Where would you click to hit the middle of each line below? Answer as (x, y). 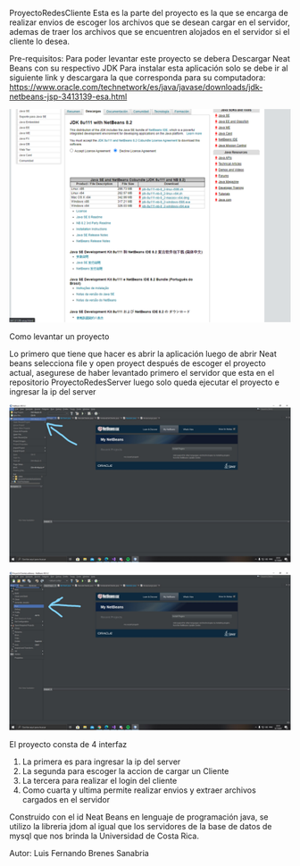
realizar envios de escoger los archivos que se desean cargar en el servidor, (150, 22)
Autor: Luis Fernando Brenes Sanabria (79, 853)
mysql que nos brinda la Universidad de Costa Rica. (104, 836)
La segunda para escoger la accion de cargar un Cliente (125, 770)
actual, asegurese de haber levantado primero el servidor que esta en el (142, 372)
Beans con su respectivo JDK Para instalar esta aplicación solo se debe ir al (149, 68)
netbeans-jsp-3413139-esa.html (68, 96)
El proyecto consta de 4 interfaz (68, 744)
